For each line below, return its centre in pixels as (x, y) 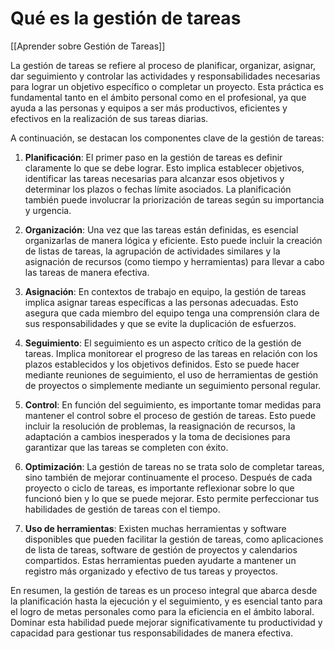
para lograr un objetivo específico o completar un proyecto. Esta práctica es (167, 86)
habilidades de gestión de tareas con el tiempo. (122, 509)
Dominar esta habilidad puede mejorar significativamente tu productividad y (166, 622)
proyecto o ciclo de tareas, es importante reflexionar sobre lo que (159, 488)
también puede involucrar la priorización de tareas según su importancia (174, 199)
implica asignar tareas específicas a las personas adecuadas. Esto (161, 302)
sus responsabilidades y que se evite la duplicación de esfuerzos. (160, 323)
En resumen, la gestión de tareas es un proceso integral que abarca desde (164, 590)
